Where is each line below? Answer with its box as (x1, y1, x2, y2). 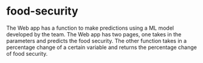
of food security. (6, 50, 48, 57)
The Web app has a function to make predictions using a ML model (6, 24, 174, 31)
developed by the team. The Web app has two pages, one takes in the (6, 30, 182, 38)
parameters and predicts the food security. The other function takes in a (6, 37, 187, 44)
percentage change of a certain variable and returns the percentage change (6, 44, 198, 51)
